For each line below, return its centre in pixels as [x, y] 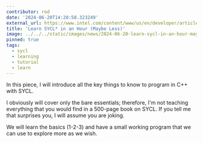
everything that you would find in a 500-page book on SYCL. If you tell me [99, 109]
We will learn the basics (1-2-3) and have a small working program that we [99, 127]
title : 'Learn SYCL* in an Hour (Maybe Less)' [66, 29]
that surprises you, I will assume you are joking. [66, 115]
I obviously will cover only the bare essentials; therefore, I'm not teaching [97, 103]
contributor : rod [28, 12]
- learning [25, 56]
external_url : [24, 23]
